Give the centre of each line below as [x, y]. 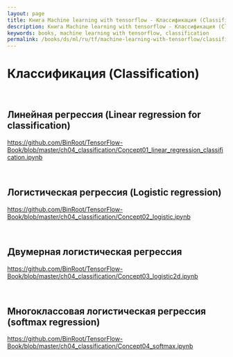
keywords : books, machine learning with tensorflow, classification [108, 33]
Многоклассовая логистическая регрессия [107, 311]
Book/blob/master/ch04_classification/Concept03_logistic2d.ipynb [103, 276]
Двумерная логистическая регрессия [95, 252]
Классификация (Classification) [103, 74]
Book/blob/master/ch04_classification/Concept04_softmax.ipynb [100, 346]
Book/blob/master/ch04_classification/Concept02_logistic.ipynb [99, 217]
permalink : [23, 40]
